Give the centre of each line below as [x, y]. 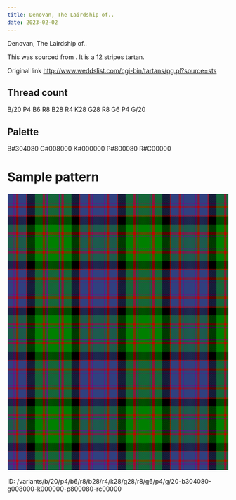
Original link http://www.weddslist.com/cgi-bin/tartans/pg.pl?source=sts [112, 70]
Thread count [38, 93]
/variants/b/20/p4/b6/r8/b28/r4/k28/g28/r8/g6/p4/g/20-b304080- [114, 482]
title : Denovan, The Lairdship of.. [61, 15]
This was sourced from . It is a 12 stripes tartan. [76, 57]
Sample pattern [53, 177]
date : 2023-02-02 [33, 22]
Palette [23, 131]
